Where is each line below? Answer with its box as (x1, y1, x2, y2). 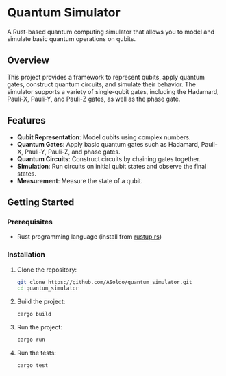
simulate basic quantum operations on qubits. (7, 34, 136, 43)
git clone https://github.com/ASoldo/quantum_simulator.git (16, 279, 192, 285)
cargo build (16, 311, 51, 318)
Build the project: (16, 297, 66, 306)
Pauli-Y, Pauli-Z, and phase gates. (25, 148, 121, 156)
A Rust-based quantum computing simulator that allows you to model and (7, 27, 214, 36)
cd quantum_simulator (16, 285, 79, 292)
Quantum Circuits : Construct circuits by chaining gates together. (16, 154, 201, 163)
